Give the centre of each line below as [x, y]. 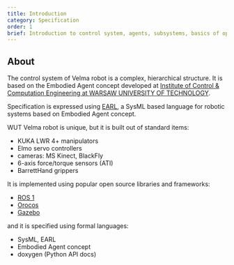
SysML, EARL [37, 240]
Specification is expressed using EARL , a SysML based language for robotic [116, 107]
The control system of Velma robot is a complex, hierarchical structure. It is [115, 78]
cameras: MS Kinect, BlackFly [60, 156]
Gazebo [29, 213]
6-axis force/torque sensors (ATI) [65, 163]
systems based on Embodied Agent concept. [72, 114]
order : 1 [20, 26]
